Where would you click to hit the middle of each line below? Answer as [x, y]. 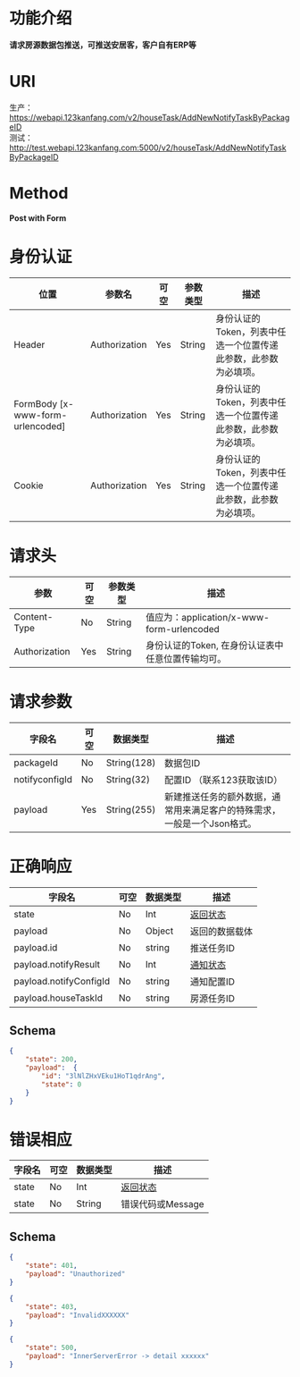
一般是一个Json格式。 [211, 824]
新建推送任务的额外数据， [218, 797]
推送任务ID [212, 948]
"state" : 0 [62, 1084]
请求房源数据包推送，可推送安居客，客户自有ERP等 [103, 45]
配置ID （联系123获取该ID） [224, 780]
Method [39, 194]
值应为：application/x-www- [208, 617]
